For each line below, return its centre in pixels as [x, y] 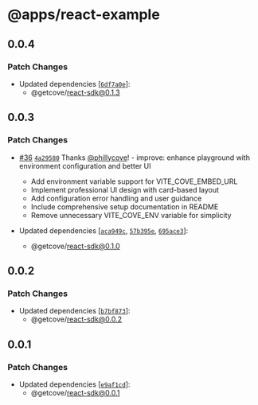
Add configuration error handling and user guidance [116, 198]
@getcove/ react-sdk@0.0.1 [75, 392]
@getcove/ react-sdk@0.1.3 [75, 92]
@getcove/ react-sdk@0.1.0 [75, 246]
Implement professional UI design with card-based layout [125, 189]
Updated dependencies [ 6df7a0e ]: [74, 84]
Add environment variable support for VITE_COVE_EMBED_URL [134, 181]
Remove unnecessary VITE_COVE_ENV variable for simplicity [131, 215]
